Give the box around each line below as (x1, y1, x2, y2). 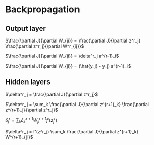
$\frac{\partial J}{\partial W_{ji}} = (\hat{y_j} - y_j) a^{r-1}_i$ (5, 63, 131, 69)
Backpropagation (5, 4, 80, 15)
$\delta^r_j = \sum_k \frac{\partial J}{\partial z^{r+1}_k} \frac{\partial (5, 101, 149, 107)
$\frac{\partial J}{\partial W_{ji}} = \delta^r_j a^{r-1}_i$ (5, 53, 119, 59)
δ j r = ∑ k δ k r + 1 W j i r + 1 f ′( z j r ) (5, 116, 58, 125)
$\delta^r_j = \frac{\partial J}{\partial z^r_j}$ (5, 91, 98, 97)
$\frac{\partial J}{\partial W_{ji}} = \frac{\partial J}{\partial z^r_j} (5, 37, 141, 44)
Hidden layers (5, 78, 51, 87)
